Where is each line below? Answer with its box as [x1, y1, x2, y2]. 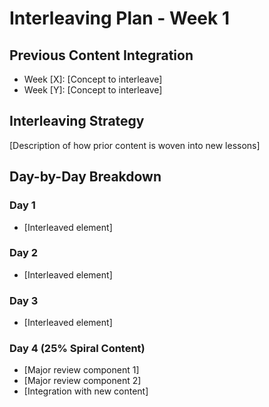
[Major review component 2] [23, 375, 142, 387]
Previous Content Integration [9, 47, 194, 64]
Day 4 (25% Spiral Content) [9, 342, 146, 356]
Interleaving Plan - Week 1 [9, 7, 230, 30]
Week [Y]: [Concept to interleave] [23, 84, 163, 96]
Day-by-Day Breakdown [9, 168, 162, 186]
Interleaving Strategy [9, 113, 145, 130]
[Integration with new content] [23, 385, 149, 397]
